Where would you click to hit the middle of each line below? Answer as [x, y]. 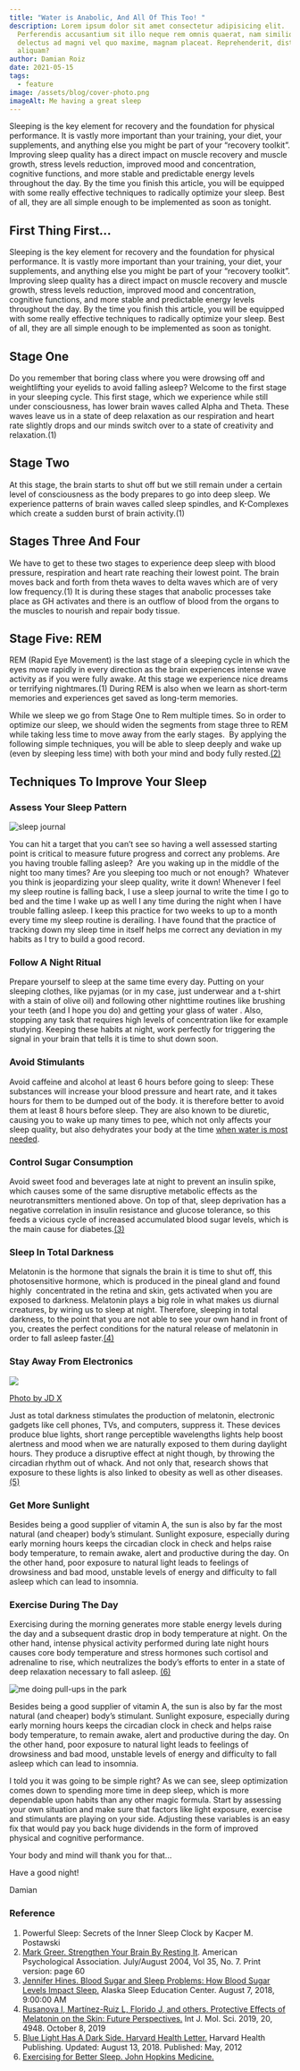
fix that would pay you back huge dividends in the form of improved [134, 1828]
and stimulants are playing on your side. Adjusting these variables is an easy [150, 1819]
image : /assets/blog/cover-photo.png [79, 92]
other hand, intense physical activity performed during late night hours [139, 1643]
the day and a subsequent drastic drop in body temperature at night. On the [148, 1634]
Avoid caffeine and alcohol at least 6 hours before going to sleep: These [142, 1082]
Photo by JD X [36, 1398]
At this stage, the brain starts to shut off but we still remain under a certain [146, 484]
